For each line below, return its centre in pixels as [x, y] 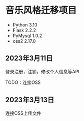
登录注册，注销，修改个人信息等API [43, 71]
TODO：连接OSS [23, 82]
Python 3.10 [25, 25]
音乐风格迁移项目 [41, 10]
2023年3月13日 [30, 100]
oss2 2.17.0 [24, 41]
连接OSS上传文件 [23, 113]
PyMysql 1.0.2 [27, 36]
